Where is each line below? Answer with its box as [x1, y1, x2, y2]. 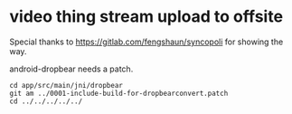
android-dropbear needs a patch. [9, 63, 134, 74]
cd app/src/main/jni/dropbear [9, 81, 124, 90]
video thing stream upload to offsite [9, 6, 283, 27]
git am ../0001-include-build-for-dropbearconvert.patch [9, 89, 229, 98]
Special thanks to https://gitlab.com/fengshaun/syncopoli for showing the [9, 36, 284, 47]
